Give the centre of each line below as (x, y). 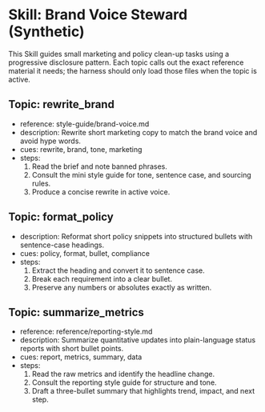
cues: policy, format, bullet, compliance (85, 253)
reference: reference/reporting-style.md (86, 332)
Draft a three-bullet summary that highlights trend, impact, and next (143, 391)
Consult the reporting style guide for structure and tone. (124, 382)
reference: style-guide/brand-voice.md (84, 124)
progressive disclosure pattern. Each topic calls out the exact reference (126, 62)
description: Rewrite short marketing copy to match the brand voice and (139, 132)
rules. (41, 183)
